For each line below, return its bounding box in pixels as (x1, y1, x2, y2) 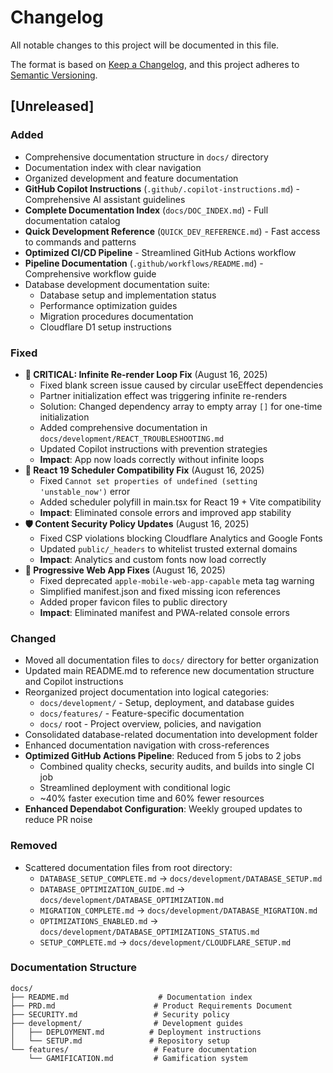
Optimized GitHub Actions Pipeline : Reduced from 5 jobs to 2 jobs (24, 750, 302, 762)
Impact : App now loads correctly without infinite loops (39, 453, 265, 465)
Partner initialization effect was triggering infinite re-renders (39, 389, 288, 401)
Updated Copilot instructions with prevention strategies (39, 442, 268, 455)
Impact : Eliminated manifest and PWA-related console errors (39, 606, 290, 618)
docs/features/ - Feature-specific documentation (39, 707, 245, 720)
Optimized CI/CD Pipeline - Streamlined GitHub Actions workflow (24, 246, 297, 258)
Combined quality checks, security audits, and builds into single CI (39, 761, 315, 773)
